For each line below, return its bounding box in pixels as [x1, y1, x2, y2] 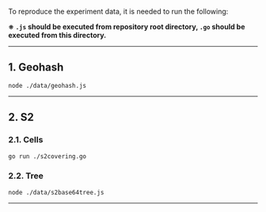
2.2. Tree [8, 170, 44, 181]
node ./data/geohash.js [8, 81, 87, 89]
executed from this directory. [8, 31, 107, 40]
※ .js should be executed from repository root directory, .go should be [8, 22, 245, 31]
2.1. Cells [8, 134, 44, 146]
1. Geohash [8, 61, 64, 74]
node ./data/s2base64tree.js [8, 188, 104, 196]
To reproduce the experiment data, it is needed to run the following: [8, 7, 229, 16]
